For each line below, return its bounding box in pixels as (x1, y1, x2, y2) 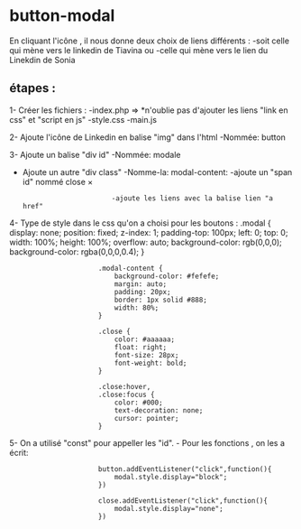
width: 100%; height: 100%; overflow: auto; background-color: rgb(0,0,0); (9, 237, 282, 247)
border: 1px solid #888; (114, 295, 207, 304)
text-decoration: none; (114, 405, 204, 415)
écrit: (9, 447, 29, 458)
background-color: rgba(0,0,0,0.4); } (9, 246, 145, 257)
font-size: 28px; (114, 350, 179, 359)
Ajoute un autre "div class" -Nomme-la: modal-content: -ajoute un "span (22, 166, 293, 177)
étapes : (9, 80, 56, 96)
